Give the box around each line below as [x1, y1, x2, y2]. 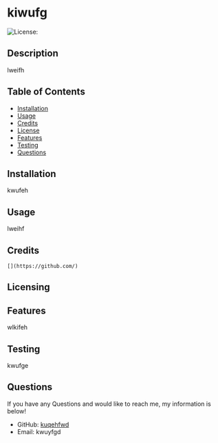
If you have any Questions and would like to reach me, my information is [7, 400, 211, 408]
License [17, 126, 40, 134]
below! [7, 406, 26, 415]
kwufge [7, 362, 29, 370]
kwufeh [7, 186, 29, 194]
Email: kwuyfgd [17, 427, 61, 435]
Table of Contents [7, 86, 86, 98]
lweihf [7, 225, 25, 233]
